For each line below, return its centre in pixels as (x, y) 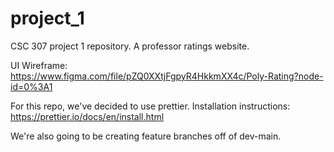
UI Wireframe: (39, 65)
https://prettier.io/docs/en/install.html (87, 116)
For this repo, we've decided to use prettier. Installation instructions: (150, 106)
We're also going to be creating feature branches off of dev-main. (146, 136)
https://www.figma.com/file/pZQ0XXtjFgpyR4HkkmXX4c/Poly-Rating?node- (167, 76)
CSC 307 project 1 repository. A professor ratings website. (130, 46)
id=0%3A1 (31, 86)
